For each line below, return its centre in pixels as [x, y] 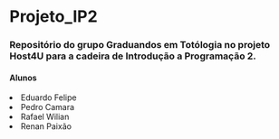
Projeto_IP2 [53, 17]
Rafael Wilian [45, 117]
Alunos [24, 78]
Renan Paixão [47, 126]
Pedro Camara [48, 107]
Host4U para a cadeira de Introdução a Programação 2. [133, 56]
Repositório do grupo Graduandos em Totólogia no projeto [140, 45]
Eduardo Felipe [49, 97]
